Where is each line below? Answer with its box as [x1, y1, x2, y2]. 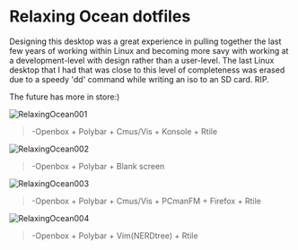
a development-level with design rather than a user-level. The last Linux [9, 55, 275, 65]
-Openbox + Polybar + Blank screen [31, 160, 165, 171]
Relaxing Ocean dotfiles [9, 6, 191, 27]
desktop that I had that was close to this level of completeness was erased [9, 65, 285, 75]
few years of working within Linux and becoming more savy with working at [9, 45, 289, 56]
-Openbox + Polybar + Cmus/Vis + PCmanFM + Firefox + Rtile [31, 195, 262, 206]
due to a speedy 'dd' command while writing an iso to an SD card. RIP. [9, 73, 269, 84]
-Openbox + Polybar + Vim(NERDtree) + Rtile [31, 230, 199, 241]
